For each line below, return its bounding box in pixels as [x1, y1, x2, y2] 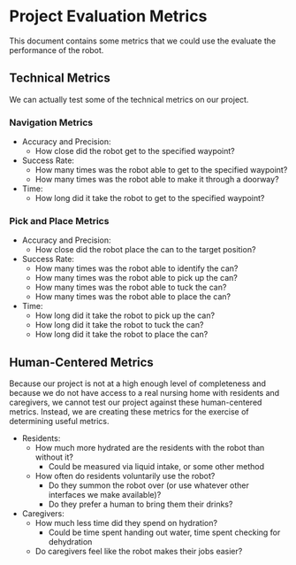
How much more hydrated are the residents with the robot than [34, 443, 265, 453]
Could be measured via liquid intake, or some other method [48, 461, 265, 472]
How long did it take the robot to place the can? [34, 329, 209, 340]
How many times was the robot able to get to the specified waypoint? [34, 165, 288, 175]
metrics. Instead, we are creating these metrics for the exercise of [9, 406, 249, 417]
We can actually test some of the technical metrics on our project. [9, 94, 249, 104]
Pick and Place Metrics [9, 214, 110, 227]
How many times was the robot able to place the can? [34, 291, 231, 302]
